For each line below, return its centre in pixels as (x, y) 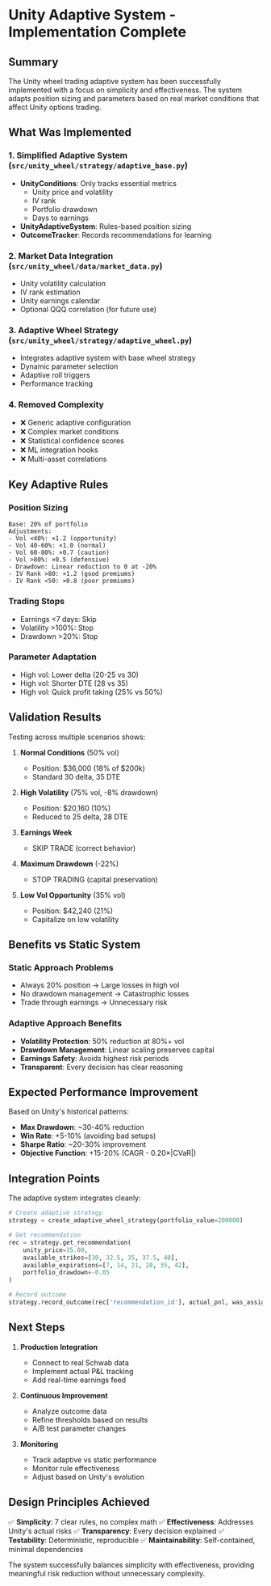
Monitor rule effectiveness (76, 1468)
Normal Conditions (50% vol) (69, 752)
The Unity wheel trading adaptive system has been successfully (115, 81)
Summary (33, 62)
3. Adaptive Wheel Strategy (63, 330)
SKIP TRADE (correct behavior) (84, 848)
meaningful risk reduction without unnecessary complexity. (107, 1573)
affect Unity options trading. (55, 107)
